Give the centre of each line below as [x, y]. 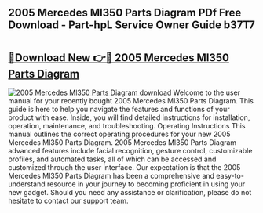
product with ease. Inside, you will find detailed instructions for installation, [129, 117]
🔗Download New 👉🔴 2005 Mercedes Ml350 [119, 58]
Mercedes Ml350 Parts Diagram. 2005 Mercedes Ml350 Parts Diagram [122, 143]
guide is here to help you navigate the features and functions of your [119, 109]
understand [27, 184]
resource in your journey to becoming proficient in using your [146, 184]
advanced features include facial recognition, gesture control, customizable [130, 151]
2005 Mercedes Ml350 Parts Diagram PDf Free [125, 13]
